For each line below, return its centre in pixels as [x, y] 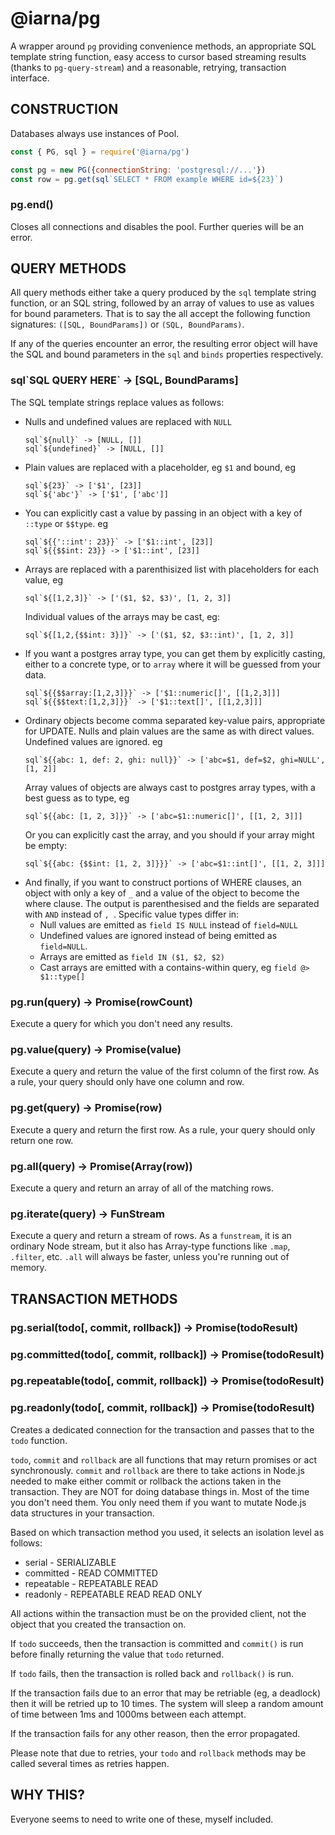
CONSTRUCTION [64, 109]
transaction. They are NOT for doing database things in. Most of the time [160, 1491]
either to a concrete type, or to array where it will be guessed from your [173, 664]
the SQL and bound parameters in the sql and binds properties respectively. [167, 354]
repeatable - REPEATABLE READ [91, 1583]
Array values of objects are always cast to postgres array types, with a [170, 787]
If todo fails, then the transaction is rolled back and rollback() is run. [152, 1673]
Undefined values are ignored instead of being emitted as [158, 935]
